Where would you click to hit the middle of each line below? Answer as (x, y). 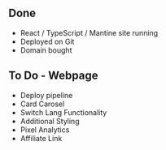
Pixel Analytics (45, 130)
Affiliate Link (41, 138)
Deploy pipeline (46, 95)
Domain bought (46, 50)
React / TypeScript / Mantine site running (89, 32)
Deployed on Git (47, 41)
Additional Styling (50, 121)
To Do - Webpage (53, 76)
